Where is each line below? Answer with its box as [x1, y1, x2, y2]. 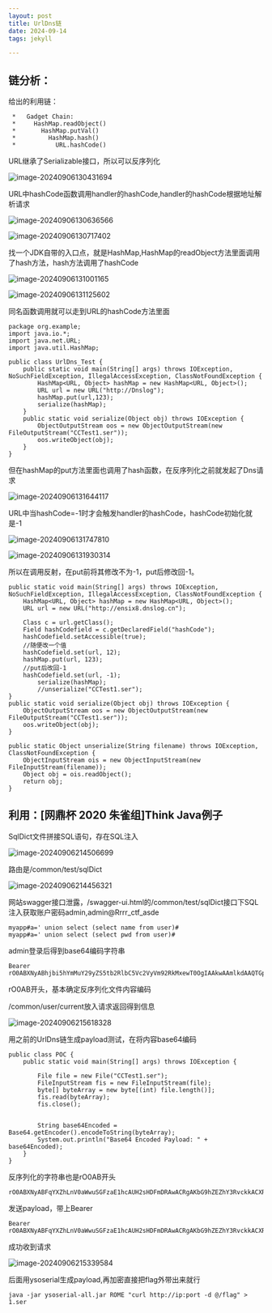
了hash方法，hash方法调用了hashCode [8, 258, 139, 268]
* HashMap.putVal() [11, 127, 100, 135]
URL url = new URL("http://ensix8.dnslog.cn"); [23, 605, 186, 613]
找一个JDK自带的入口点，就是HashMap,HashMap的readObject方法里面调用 [8, 248, 261, 257]
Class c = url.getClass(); [23, 618, 114, 627]
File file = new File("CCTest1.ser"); [37, 1072, 168, 1080]
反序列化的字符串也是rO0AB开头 [8, 1171, 116, 1182]
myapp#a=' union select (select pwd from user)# [8, 930, 176, 939]
